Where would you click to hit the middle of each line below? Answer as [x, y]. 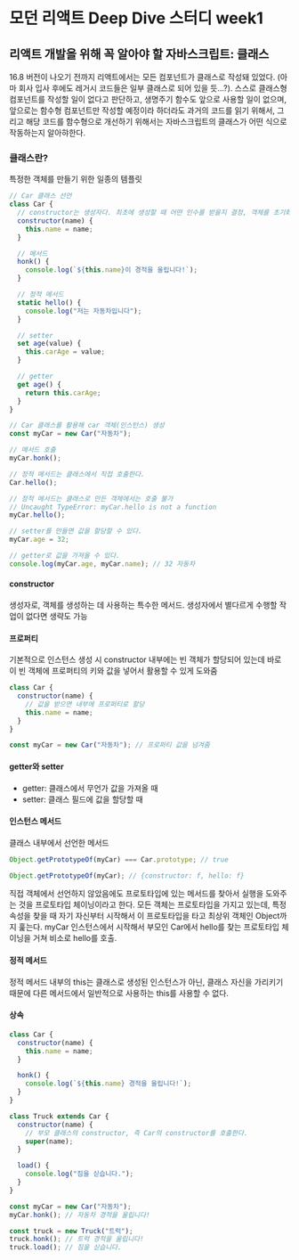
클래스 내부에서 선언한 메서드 [59, 842]
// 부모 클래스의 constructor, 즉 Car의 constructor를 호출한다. [137, 1133]
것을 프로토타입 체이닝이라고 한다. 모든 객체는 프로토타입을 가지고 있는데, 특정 [153, 904]
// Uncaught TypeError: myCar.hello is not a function [113, 507]
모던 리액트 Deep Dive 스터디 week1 [137, 18]
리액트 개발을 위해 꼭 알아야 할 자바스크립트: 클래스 [139, 54]
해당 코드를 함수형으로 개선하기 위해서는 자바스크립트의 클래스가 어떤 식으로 [156, 122]
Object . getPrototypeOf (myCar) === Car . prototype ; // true [119, 859]
